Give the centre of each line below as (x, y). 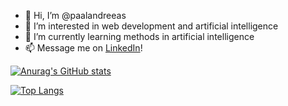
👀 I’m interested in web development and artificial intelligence (151, 26)
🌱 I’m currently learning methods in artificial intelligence (139, 36)
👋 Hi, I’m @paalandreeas (75, 15)
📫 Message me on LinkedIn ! (83, 48)
